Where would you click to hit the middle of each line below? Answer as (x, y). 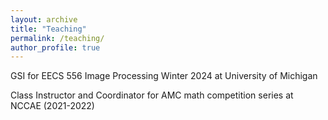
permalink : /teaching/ (57, 38)
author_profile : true (55, 47)
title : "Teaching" (48, 29)
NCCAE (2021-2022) (52, 106)
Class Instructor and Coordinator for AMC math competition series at (152, 95)
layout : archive (44, 19)
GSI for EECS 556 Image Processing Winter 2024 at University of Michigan (164, 76)
